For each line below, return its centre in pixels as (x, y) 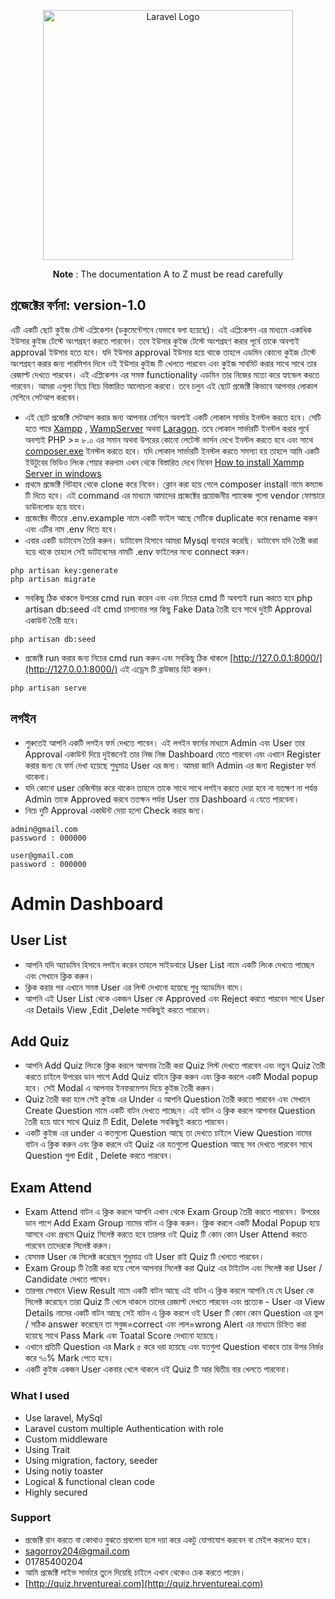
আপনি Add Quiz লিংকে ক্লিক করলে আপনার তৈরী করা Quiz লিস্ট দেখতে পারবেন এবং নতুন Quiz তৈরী (175, 1066)
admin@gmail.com (44, 829)
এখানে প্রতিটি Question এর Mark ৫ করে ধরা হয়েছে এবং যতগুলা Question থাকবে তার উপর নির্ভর (174, 1347)
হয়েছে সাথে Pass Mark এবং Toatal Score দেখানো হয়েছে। (122, 1336)
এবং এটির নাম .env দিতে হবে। (71, 529)
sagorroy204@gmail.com (77, 1551)
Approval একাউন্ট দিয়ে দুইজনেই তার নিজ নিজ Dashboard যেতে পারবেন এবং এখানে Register (173, 754)
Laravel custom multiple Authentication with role (124, 1428)
